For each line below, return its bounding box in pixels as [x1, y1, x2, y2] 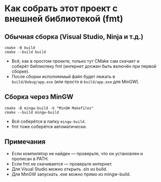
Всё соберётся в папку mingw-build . [11, 118, 86, 124]
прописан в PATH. [11, 156, 49, 162]
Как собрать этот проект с [4, 3, 118, 14]
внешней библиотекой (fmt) [4, 13, 123, 24]
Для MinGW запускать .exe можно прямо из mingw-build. [11, 171, 131, 177]
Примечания [4, 138, 46, 146]
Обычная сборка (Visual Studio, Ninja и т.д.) [4, 33, 144, 41]
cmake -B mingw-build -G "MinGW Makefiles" [4, 105, 94, 111]
